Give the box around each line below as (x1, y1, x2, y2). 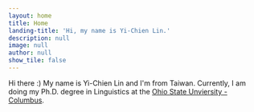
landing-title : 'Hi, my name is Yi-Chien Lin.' (8, 26, 171, 34)
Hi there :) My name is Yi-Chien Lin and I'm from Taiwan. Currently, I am (8, 78, 247, 88)
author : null (8, 49, 52, 57)
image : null (8, 42, 48, 50)
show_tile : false (8, 57, 67, 65)
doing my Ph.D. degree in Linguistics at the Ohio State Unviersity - (8, 86, 227, 96)
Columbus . (8, 95, 44, 105)
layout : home (8, 11, 52, 20)
